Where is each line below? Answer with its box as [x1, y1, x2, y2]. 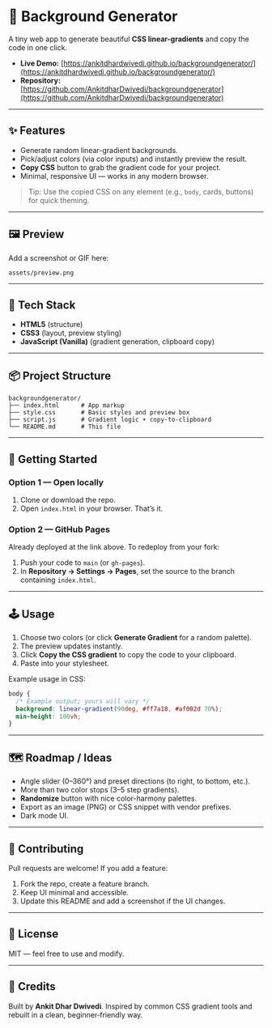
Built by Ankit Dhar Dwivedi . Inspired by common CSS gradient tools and [8, 1001, 253, 1011]
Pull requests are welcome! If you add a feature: [8, 863, 168, 873]
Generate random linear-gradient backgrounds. [19, 145, 178, 155]
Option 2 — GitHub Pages [8, 524, 111, 535]
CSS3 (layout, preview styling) [19, 328, 122, 338]
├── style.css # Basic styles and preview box [8, 409, 190, 417]
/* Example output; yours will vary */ [15, 697, 151, 705]
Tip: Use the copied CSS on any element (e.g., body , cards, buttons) [28, 186, 254, 197]
